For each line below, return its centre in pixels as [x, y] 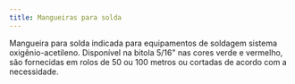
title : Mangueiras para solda [66, 17]
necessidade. [34, 71]
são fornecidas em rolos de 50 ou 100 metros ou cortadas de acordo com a [148, 62]
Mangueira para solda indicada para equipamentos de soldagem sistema [143, 43]
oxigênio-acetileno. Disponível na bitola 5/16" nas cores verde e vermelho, [146, 52]
